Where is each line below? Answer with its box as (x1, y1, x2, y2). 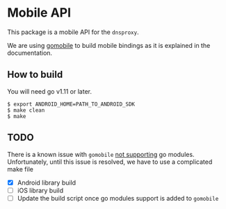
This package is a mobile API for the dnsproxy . (7, 28, 139, 36)
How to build (7, 69, 63, 81)
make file (7, 165, 33, 173)
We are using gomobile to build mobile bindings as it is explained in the (7, 41, 211, 49)
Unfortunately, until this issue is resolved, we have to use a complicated (7, 158, 213, 166)
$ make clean (7, 106, 45, 114)
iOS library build (17, 186, 64, 194)
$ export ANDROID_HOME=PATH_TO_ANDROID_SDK (7, 101, 136, 108)
